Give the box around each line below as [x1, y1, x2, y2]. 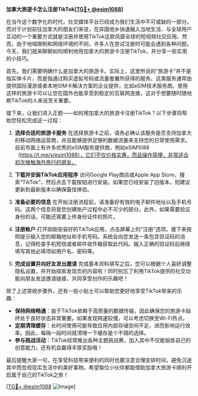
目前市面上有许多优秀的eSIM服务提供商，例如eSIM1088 [14, 144, 150, 151]
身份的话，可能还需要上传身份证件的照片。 [14, 213, 118, 220]
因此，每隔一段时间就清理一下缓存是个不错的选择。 [25, 330, 149, 336]
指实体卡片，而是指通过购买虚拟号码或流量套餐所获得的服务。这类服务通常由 [6, 75, 192, 82]
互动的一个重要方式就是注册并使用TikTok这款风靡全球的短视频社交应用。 [6, 33, 183, 40]
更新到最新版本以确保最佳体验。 [14, 186, 93, 193]
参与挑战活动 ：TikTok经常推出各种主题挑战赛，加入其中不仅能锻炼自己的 [14, 337, 192, 344]
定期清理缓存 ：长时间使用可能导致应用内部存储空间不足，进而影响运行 [14, 322, 186, 329]
